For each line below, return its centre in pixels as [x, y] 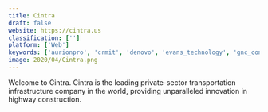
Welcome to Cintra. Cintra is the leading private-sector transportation [122, 82]
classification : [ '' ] [44, 38]
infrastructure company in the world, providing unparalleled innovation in [128, 91]
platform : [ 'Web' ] [39, 45]
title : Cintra [32, 15]
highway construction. [45, 99]
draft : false [30, 23]
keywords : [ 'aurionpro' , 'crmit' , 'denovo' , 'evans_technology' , [119, 52]
